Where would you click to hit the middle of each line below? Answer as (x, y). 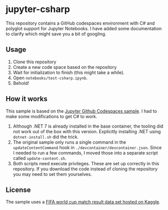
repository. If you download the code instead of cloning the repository (85, 169)
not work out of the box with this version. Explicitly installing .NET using (87, 131)
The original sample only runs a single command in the (69, 142)
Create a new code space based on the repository (65, 67)
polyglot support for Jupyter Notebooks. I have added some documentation (84, 28)
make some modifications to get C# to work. (51, 116)
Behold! (21, 83)
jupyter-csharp (38, 9)
